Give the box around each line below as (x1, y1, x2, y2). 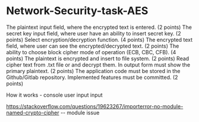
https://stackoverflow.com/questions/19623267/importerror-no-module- (6, 103, 184, 110)
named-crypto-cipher (6, 109, 59, 116)
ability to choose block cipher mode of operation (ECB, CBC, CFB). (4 (6, 48, 176, 55)
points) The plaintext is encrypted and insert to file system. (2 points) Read (6, 55, 189, 62)
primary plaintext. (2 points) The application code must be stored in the (6, 67, 181, 74)
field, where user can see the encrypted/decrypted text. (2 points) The (6, 42, 179, 50)
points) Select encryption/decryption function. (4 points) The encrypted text (6, 36, 193, 43)
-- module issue (60, 109, 100, 116)
